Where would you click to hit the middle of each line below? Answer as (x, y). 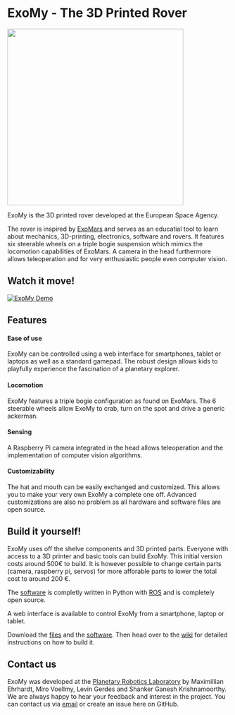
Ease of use (25, 338)
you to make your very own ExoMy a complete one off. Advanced (102, 494)
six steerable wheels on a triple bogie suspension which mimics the (105, 244)
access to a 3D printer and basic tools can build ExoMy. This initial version (115, 556)
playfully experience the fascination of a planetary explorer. (94, 369)
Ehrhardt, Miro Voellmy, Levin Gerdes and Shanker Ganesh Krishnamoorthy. (117, 689)
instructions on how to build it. (51, 642)
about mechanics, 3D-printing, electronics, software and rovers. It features (116, 236)
